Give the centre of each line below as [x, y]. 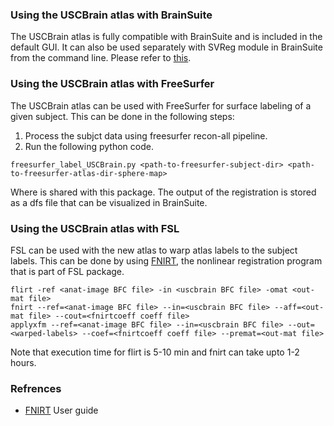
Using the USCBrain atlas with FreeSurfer [112, 84]
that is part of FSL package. [67, 271]
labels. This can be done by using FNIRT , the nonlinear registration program [166, 260]
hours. [23, 362]
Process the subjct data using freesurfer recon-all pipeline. [146, 135]
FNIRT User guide [61, 410]
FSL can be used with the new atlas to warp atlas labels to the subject [154, 250]
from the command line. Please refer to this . [101, 58]
